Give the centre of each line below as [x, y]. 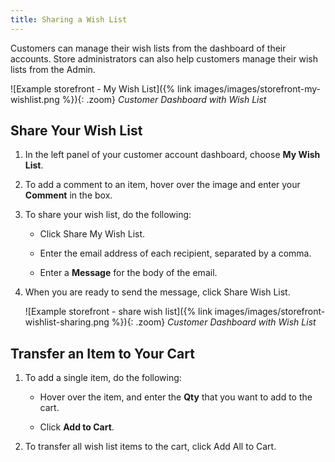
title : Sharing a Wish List [69, 19]
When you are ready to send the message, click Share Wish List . [157, 292]
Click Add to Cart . [77, 427]
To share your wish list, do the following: [108, 215]
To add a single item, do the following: [103, 378]
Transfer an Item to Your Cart [102, 353]
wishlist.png [35, 99]
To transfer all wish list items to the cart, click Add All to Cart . [150, 447]
